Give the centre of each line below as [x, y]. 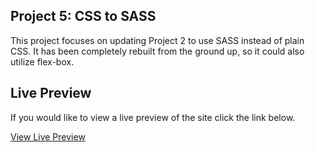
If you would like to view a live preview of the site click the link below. [153, 117]
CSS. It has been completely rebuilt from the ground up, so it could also [157, 51]
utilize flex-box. [42, 61]
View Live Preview [48, 136]
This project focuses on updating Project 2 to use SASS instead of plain [157, 40]
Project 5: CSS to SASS [83, 16]
